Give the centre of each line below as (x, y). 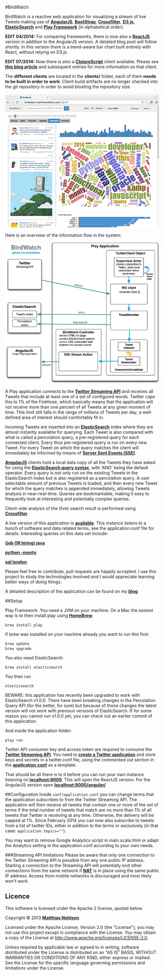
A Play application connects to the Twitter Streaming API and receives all (79, 391)
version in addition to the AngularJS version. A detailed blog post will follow (81, 42)
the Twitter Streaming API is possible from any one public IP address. (75, 860)
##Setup (14, 601)
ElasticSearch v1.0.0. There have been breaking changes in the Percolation (80, 701)
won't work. (17, 881)
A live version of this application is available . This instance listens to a (76, 523)
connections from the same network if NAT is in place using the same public (82, 871)
